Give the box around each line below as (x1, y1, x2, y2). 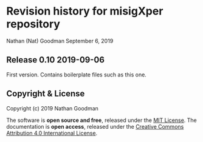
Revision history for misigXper (6, 4, 163, 18)
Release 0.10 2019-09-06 (6, 55, 105, 65)
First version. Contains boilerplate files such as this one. (6, 71, 147, 78)
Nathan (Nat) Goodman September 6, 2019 (6, 37, 114, 44)
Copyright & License (6, 89, 85, 99)
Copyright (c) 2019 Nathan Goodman (6, 104, 99, 112)
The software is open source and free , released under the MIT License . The (6, 117, 198, 124)
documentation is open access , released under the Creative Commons (6, 123, 184, 130)
